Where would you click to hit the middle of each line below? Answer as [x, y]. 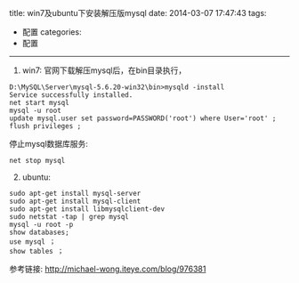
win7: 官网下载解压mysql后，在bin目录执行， [104, 70]
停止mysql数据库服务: [49, 144]
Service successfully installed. [71, 95]
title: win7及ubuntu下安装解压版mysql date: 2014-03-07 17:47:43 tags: [138, 13]
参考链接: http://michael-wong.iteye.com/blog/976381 [108, 269]
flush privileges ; [45, 126]
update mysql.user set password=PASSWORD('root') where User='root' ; [143, 118]
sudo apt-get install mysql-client [75, 201]
